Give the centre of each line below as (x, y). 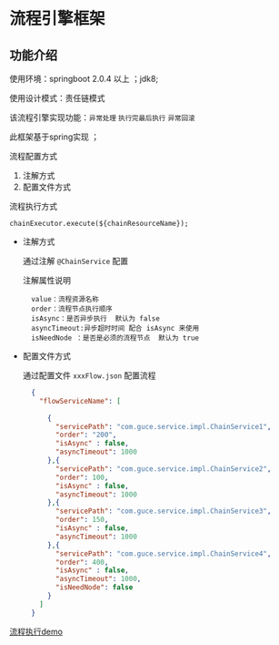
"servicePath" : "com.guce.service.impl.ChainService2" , (164, 469)
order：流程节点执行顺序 (72, 309)
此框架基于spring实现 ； (55, 137)
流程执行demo (36, 631)
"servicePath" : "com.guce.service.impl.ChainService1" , (164, 426)
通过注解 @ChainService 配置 (75, 261)
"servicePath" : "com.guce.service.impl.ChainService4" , (164, 553)
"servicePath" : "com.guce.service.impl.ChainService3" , (164, 511)
